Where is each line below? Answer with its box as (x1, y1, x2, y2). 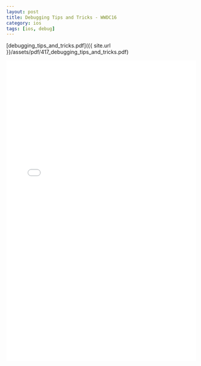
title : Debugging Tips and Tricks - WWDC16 (6, 14, 117, 20)
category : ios (6, 20, 42, 26)
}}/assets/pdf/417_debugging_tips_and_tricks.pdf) (6, 49, 129, 56)
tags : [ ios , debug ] (6, 25, 55, 32)
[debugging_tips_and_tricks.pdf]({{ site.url (6, 42, 111, 49)
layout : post (6, 8, 39, 15)
